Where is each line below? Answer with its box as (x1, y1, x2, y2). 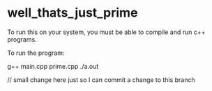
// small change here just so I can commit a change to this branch (7, 75, 195, 84)
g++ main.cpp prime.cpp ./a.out (7, 62, 99, 70)
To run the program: (7, 49, 65, 57)
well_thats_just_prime (7, 5, 138, 21)
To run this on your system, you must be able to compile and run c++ (7, 28, 206, 36)
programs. (7, 35, 37, 43)
